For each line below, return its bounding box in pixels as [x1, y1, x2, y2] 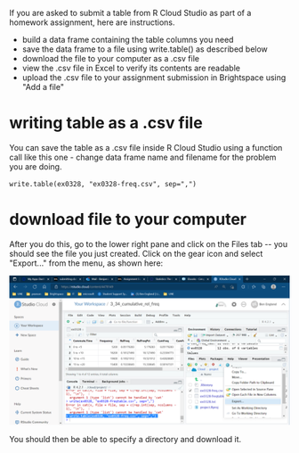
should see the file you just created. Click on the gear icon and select [9, 248, 263, 259]
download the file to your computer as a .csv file [21, 54, 200, 63]
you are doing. [9, 161, 62, 172]
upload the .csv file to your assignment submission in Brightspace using [21, 72, 287, 83]
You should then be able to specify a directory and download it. [9, 433, 242, 444]
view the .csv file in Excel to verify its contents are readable [21, 62, 240, 73]
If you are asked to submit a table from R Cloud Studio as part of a [9, 8, 252, 18]
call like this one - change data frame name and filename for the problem [9, 152, 277, 162]
